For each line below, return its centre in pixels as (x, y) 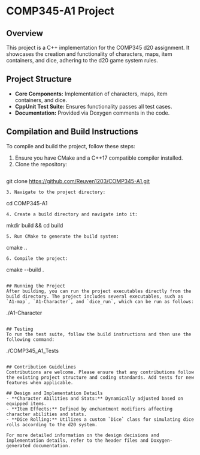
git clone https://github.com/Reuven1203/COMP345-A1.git (78, 181)
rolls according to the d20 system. (52, 424)
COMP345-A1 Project (60, 11)
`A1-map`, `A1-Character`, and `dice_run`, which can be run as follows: (100, 301)
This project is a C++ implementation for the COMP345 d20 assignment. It (98, 47)
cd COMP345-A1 (27, 203)
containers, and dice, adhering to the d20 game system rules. (82, 60)
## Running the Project (36, 286)
